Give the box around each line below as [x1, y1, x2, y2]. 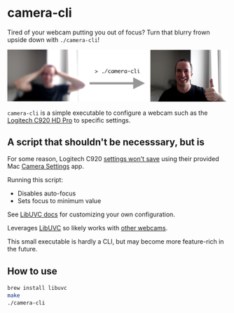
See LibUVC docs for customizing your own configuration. [7, 210, 175, 218]
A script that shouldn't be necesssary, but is [7, 136, 205, 148]
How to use [7, 265, 57, 277]
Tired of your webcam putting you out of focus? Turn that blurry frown [7, 28, 210, 36]
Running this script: [7, 176, 63, 184]
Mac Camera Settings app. [7, 162, 84, 171]
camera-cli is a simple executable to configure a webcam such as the [7, 109, 208, 117]
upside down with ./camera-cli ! [7, 35, 100, 43]
